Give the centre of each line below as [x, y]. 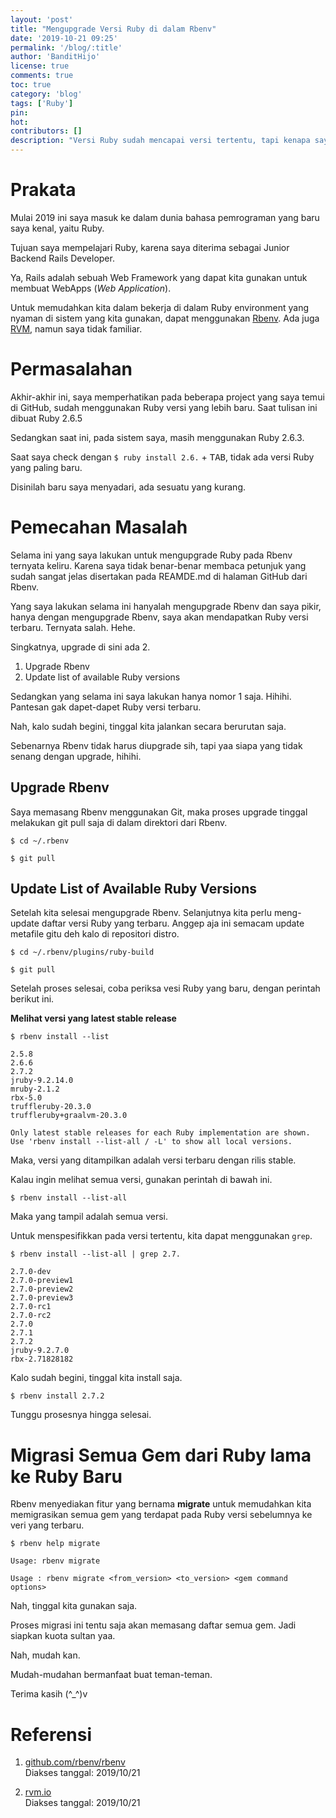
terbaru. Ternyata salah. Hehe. [73, 627]
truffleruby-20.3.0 [51, 1107]
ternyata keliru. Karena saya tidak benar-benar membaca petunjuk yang [158, 565]
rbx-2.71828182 [42, 1359]
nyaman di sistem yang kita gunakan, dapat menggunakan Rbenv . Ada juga [165, 318]
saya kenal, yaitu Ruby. [57, 228]
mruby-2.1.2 [35, 1089]
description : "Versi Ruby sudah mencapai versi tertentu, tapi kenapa [160, 141]
